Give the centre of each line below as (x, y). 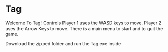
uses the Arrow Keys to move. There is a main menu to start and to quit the (84, 28)
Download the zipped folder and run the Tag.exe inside (63, 43)
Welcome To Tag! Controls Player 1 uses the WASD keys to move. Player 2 (83, 23)
